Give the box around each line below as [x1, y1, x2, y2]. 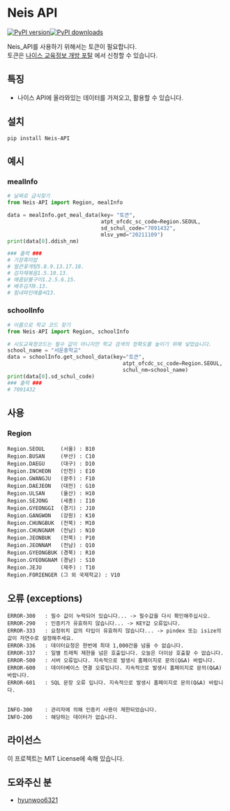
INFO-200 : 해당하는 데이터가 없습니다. [7, 714, 118, 721]
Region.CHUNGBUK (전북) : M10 [7, 520, 95, 527]
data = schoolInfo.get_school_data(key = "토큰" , [7, 354, 145, 361]
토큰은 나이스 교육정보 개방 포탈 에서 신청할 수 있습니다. [7, 51, 158, 59]
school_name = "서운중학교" [7, 347, 82, 354]
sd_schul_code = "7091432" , [100, 225, 176, 232]
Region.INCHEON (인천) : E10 [7, 468, 95, 475]
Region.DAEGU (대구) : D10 [7, 461, 95, 468]
